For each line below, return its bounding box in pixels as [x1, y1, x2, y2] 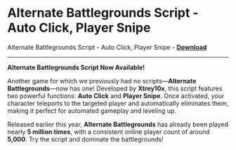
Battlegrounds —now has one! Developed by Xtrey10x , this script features [7, 84, 223, 93]
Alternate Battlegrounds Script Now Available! [7, 63, 145, 71]
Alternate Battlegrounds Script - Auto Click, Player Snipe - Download [7, 43, 207, 51]
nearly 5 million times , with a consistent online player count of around [7, 128, 211, 136]
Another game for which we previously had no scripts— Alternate [7, 76, 197, 85]
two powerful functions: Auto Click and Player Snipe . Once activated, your [7, 91, 225, 100]
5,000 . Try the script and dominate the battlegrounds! [7, 135, 164, 143]
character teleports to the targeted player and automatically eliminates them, [7, 99, 229, 107]
